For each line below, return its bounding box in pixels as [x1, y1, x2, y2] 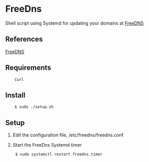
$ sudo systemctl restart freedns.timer [15, 152, 103, 157]
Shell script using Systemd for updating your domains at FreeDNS [5, 20, 144, 26]
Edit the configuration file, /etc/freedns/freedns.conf [12, 132, 124, 138]
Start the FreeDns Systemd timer [12, 142, 82, 148]
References [5, 35, 43, 44]
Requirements [5, 64, 51, 72]
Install [5, 91, 26, 99]
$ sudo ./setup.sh [14, 105, 54, 110]
